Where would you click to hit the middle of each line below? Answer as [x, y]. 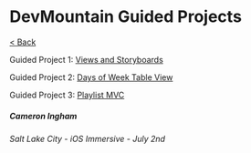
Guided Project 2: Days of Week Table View [91, 77]
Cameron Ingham [43, 116]
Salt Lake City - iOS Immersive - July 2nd [88, 138]
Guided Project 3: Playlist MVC [67, 95]
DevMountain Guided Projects [125, 17]
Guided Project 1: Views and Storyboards [87, 59]
